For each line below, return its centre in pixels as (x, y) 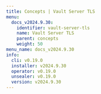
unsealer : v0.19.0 (34, 76)
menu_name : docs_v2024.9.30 (40, 50)
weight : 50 (30, 44)
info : (13, 55)
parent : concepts (38, 39)
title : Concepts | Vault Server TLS (50, 11)
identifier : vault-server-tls (53, 28)
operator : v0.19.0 (34, 71)
